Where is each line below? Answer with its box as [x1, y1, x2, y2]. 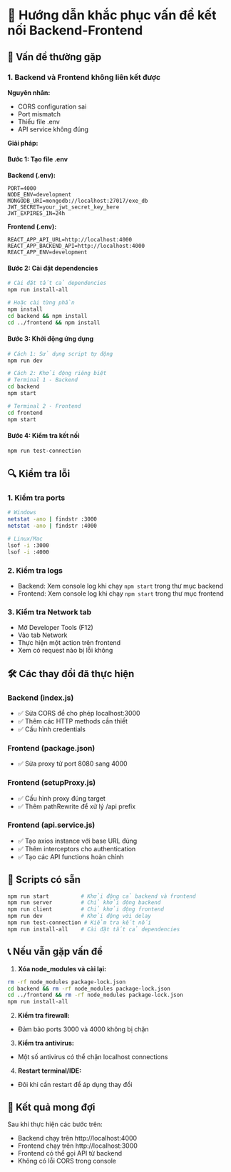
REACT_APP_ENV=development [7, 249, 88, 256]
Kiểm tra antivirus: [17, 1039, 75, 1048]
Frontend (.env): [7, 222, 57, 231]
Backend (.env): [7, 171, 56, 180]
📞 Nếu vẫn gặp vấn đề [7, 946, 103, 958]
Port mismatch [17, 109, 61, 118]
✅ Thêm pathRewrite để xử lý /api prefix [17, 802, 136, 811]
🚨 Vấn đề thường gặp [7, 51, 102, 63]
